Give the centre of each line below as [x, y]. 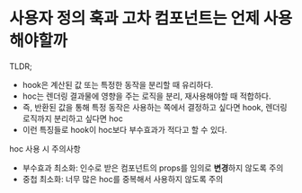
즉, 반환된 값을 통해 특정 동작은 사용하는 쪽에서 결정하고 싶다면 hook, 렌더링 [155, 107]
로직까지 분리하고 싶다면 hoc [72, 118]
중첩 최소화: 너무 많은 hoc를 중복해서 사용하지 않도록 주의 [123, 179]
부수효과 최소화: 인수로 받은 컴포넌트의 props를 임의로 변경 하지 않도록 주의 [153, 168]
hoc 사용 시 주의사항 [45, 148]
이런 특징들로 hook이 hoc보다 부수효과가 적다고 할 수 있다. [124, 129]
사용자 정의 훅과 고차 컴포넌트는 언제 [135, 18]
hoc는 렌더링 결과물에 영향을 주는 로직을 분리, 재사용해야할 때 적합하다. [147, 96]
